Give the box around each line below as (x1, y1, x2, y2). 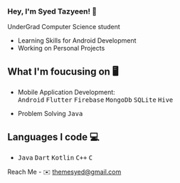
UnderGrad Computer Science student (7, 23, 121, 31)
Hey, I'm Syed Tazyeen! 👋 (7, 6, 97, 16)
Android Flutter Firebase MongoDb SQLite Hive (17, 96, 174, 104)
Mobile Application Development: (17, 88, 115, 97)
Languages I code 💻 (7, 131, 100, 143)
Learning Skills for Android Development (17, 36, 137, 45)
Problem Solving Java (17, 110, 83, 118)
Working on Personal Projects (17, 44, 105, 53)
